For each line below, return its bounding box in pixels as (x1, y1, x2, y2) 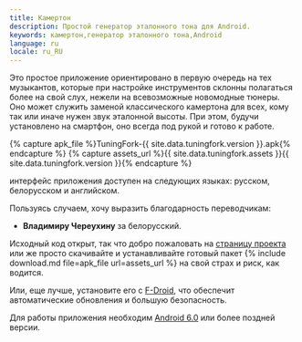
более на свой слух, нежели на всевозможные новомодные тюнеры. (9, 92, 280, 103)
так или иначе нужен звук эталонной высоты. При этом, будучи (9, 111, 259, 122)
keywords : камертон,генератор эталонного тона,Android (9, 30, 223, 39)
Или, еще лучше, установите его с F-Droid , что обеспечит (9, 285, 235, 296)
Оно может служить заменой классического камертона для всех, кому (9, 101, 289, 112)
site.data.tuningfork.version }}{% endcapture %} (9, 158, 193, 169)
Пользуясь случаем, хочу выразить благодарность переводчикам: (9, 202, 272, 214)
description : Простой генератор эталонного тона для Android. (9, 22, 251, 31)
